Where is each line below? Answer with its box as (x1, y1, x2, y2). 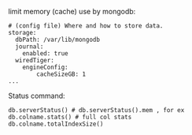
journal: (15, 43, 44, 51)
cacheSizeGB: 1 (36, 70, 87, 78)
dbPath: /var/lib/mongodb (15, 36, 101, 43)
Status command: (8, 91, 65, 100)
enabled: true (22, 50, 68, 58)
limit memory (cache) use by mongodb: (8, 7, 136, 16)
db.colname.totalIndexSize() (8, 120, 104, 128)
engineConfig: (22, 63, 68, 71)
